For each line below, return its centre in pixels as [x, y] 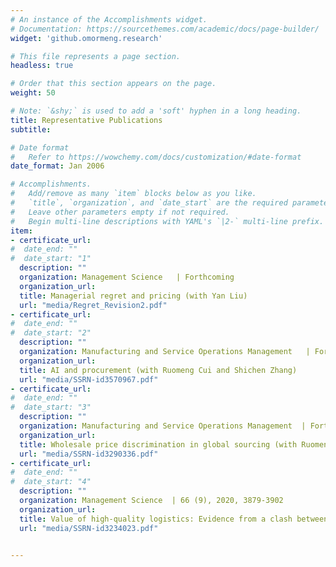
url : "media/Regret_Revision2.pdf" [93, 305]
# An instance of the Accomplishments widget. [109, 19]
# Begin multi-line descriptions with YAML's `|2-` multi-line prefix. [167, 221]
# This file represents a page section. [96, 56]
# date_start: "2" [51, 333]
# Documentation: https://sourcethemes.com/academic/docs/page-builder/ [165, 29]
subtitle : [31, 129]
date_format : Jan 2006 [57, 166]
